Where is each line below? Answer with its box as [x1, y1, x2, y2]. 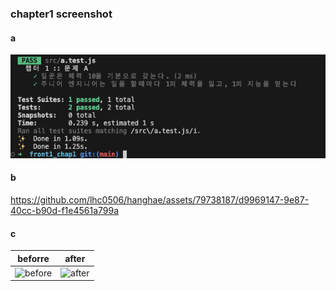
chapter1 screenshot [10, 7, 113, 21]
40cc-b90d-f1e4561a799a [10, 204, 120, 216]
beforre [17, 252, 50, 264]
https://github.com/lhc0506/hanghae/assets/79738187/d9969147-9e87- [10, 193, 310, 206]
